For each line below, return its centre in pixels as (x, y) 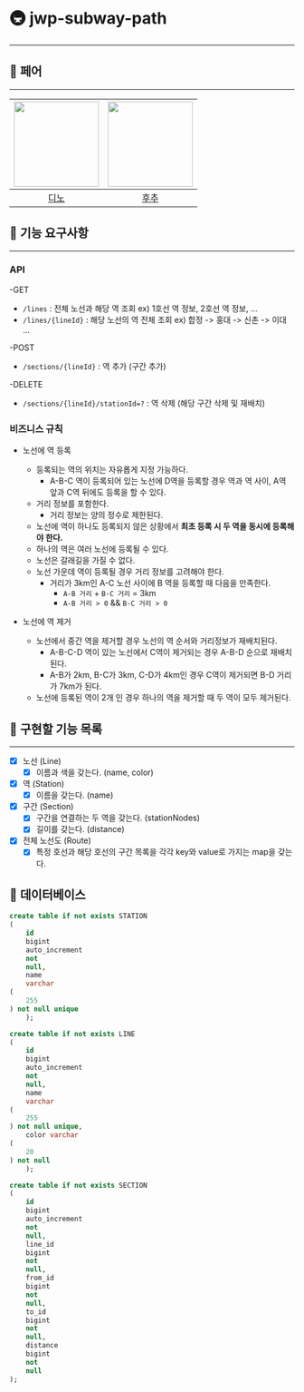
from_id (40, 1278)
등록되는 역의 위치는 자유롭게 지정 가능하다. (112, 470)
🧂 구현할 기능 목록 (56, 729)
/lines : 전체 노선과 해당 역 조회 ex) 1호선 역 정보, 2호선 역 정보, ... (140, 308)
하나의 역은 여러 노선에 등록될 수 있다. (102, 549)
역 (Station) (43, 784)
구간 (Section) (48, 807)
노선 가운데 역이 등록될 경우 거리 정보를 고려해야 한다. (130, 572)
